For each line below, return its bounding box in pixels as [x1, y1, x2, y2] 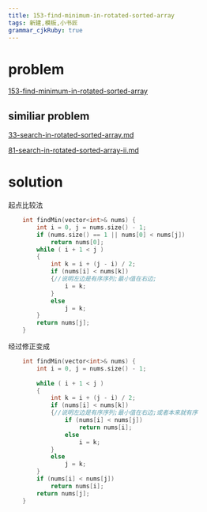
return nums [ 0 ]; [50, 238, 104, 246]
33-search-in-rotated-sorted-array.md [8, 130, 134, 140]
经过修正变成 [8, 341, 50, 352]
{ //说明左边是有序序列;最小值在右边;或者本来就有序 [50, 408, 198, 417]
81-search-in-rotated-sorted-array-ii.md [8, 145, 140, 155]
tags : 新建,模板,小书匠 [8, 19, 78, 27]
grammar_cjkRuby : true [8, 26, 83, 34]
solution [8, 173, 63, 191]
